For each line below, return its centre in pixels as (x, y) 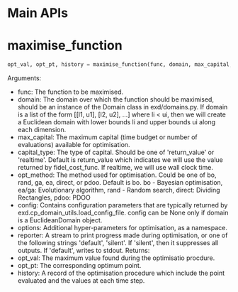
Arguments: (24, 78)
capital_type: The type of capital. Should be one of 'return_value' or (116, 152)
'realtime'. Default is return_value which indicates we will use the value (120, 160)
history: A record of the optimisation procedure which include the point (121, 273)
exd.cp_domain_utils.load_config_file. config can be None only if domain (123, 212)
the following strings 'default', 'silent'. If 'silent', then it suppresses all (118, 243)
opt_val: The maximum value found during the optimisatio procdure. (116, 258)
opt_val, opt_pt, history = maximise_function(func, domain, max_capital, (120, 65)
